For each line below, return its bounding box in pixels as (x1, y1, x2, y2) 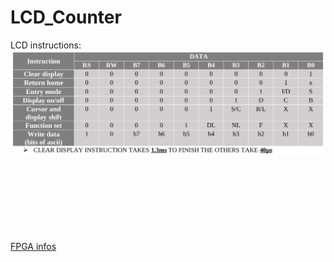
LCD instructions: (10, 39, 82, 51)
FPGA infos (10, 240, 57, 252)
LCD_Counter (10, 6, 122, 29)
